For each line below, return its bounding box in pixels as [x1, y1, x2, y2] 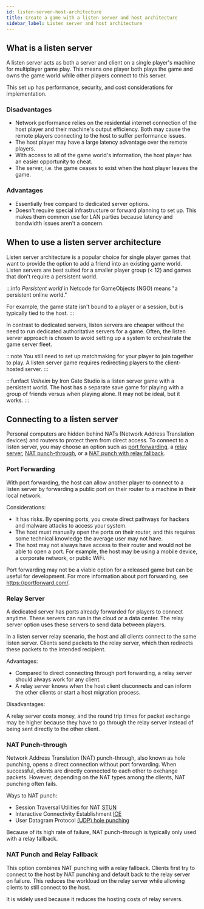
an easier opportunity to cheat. [15, 158, 93, 165]
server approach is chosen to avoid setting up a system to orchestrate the [6, 334, 191, 341]
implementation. [6, 90, 47, 97]
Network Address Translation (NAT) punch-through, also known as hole [6, 754, 186, 762]
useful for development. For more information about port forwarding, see [6, 572, 188, 579]
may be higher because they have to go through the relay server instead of [6, 719, 194, 726]
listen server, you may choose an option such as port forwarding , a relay [6, 443, 187, 451]
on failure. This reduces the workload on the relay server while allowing [6, 877, 185, 884]
